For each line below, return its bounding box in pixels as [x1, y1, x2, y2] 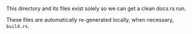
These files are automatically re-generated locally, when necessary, [6, 16, 174, 23]
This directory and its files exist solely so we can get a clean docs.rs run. [6, 5, 186, 12]
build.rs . [6, 23, 30, 29]
